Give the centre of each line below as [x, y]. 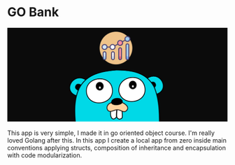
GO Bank [33, 12]
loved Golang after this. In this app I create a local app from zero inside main [117, 141]
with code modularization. [45, 155]
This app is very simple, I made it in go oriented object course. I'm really [111, 133]
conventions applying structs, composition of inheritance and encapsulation [116, 148]
